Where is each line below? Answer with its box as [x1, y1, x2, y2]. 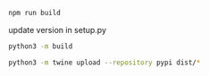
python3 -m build [8, 41, 73, 51]
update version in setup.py [8, 24, 107, 35]
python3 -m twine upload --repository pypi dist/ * [8, 58, 201, 67]
